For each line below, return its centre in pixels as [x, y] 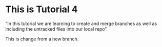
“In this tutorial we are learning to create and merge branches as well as [81, 24]
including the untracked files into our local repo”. [56, 29]
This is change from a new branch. [42, 39]
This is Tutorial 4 [42, 9]
